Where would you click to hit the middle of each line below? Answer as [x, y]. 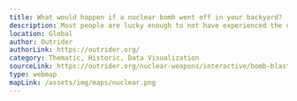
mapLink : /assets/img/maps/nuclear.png [83, 83]
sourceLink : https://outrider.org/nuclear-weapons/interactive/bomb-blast [150, 67]
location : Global [41, 33]
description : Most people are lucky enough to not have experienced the [146, 25]
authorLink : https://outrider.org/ [75, 50]
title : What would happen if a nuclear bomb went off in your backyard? [146, 17]
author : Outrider [41, 42]
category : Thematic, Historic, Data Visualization [104, 58]
